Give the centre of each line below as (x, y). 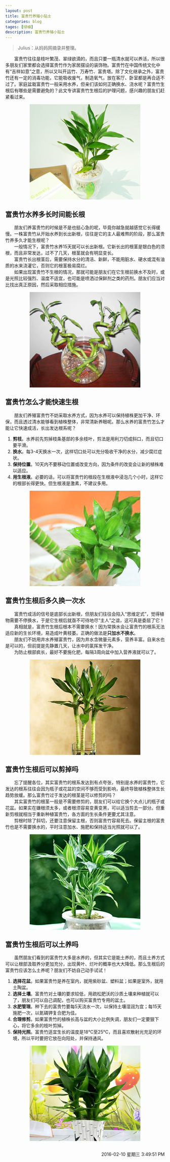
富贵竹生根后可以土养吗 (42, 944)
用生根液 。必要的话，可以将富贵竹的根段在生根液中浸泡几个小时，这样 (86, 477)
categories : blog (24, 21)
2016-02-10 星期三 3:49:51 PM (133, 1154)
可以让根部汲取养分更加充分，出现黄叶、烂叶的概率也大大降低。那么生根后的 (85, 964)
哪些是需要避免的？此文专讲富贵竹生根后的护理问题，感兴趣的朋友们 (89, 91)
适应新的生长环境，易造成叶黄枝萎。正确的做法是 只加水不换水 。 (72, 633)
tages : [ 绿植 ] (19, 27)
